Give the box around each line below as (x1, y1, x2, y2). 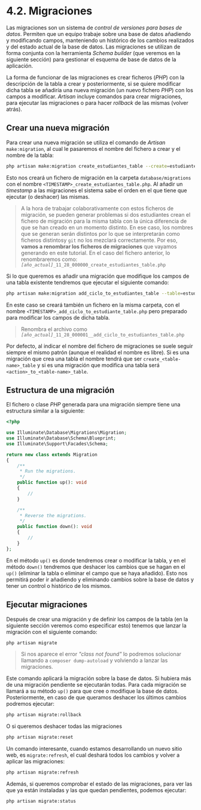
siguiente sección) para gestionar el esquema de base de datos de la (6, 56, 176, 63)
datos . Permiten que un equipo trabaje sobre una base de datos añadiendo (6, 30, 191, 37)
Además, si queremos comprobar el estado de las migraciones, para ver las (6, 780, 193, 787)
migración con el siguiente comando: (6, 628, 98, 635)
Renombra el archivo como (20, 325, 88, 333)
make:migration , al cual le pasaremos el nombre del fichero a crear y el (6, 145, 181, 152)
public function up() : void (17, 480, 87, 486)
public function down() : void (17, 524, 93, 530)
